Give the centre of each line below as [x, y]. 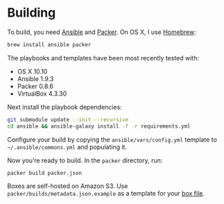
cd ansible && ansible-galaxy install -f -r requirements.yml [99, 126]
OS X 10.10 [32, 71]
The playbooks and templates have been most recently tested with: [103, 58]
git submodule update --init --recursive [68, 119]
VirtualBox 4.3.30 [42, 93]
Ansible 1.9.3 [35, 78]
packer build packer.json [44, 173]
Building [32, 13]
